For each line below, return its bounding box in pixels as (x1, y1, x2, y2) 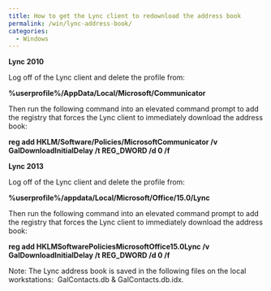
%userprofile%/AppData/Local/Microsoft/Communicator (8, 89, 206, 98)
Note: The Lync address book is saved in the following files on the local (8, 266, 247, 276)
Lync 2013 (8, 162, 44, 172)
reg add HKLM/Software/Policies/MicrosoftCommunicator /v (8, 137, 218, 147)
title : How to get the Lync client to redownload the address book (8, 11, 242, 20)
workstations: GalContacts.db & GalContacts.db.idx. (8, 275, 184, 284)
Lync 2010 (8, 57, 45, 67)
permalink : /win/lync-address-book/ (8, 20, 132, 28)
